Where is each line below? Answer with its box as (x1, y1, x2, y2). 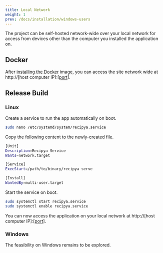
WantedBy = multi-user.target (5, 180, 64, 185)
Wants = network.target (5, 153, 50, 158)
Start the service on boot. (5, 189, 58, 195)
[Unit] (5, 143, 19, 148)
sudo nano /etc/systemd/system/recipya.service (5, 125, 106, 130)
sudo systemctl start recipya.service (5, 199, 86, 204)
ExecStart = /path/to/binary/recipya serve (5, 166, 93, 172)
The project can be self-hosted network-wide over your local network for (5, 31, 156, 37)
